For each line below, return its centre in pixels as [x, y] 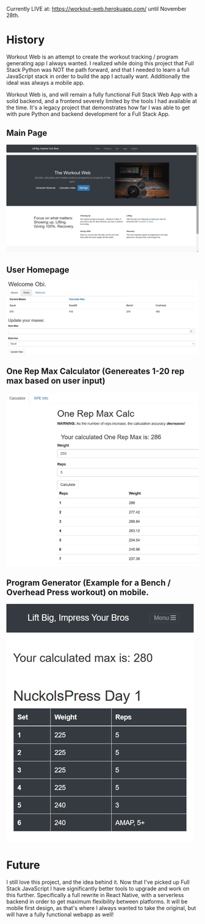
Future [23, 865]
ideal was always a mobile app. [45, 82]
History [26, 40]
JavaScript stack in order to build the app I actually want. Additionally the [98, 76]
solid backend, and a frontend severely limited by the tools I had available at [102, 101]
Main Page [27, 133]
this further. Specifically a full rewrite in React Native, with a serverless [95, 895]
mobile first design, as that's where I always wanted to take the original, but [101, 908]
